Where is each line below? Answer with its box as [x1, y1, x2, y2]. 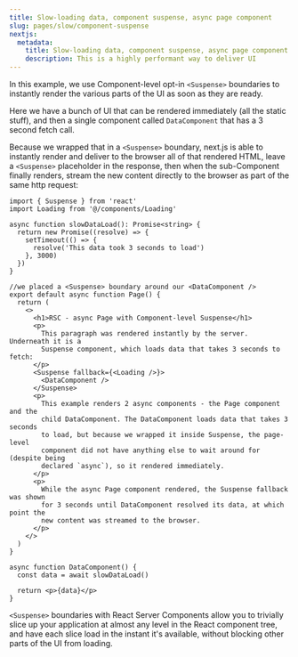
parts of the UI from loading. [9, 638, 113, 648]
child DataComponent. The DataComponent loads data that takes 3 [41, 415, 289, 424]
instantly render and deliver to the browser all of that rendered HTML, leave [9, 151, 286, 161]
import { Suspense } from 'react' [9, 197, 138, 206]
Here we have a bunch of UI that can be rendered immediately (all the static [9, 106, 286, 116]
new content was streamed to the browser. [41, 516, 201, 525]
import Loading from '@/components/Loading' [9, 205, 177, 214]
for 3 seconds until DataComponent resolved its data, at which [41, 500, 285, 509]
